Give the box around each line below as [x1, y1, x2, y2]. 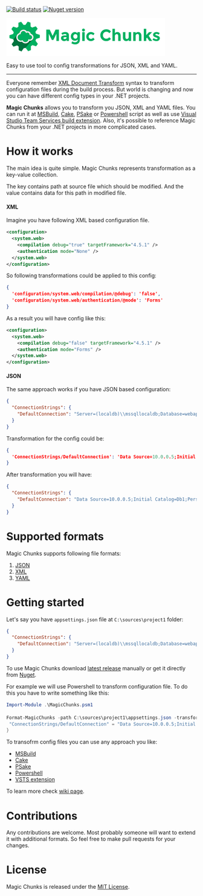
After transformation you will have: [6, 471, 92, 479]
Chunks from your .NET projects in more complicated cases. [6, 123, 157, 130]
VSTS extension [14, 776, 56, 783]
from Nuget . [6, 671, 37, 678]
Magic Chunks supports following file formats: [6, 550, 121, 557]
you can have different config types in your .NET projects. [6, 92, 150, 99]
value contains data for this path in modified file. [6, 189, 127, 197]
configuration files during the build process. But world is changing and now [6, 86, 194, 93]
